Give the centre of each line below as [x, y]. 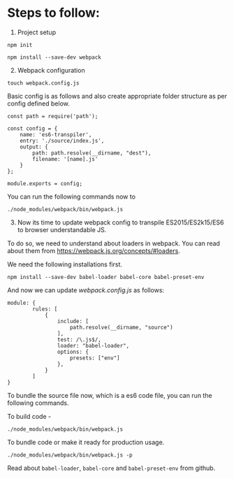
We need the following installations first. [65, 264]
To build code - [29, 416]
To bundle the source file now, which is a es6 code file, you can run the [110, 395]
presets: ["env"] [95, 358]
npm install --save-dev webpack [54, 57]
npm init [20, 45]
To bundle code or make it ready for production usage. [86, 442]
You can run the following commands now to [72, 196]
